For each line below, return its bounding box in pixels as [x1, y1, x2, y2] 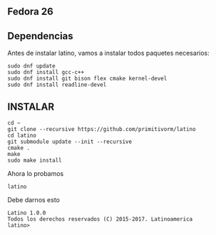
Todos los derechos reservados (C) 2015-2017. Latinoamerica [7, 216, 193, 223]
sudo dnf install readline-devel [7, 81, 107, 88]
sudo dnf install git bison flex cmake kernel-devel [7, 75, 168, 83]
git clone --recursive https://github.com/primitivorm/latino [7, 126, 196, 133]
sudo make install [7, 157, 62, 164]
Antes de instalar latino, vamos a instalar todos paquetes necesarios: [7, 49, 210, 58]
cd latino [7, 132, 37, 140]
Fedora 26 [7, 6, 53, 18]
